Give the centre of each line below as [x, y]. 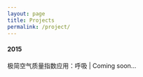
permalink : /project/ [39, 27]
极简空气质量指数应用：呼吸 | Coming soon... [72, 65]
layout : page [26, 14]
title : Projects [31, 20]
